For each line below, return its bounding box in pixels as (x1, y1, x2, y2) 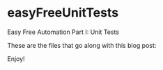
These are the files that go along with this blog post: (7, 41, 157, 49)
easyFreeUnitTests (7, 5, 119, 21)
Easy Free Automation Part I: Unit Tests (7, 28, 120, 36)
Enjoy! (7, 54, 26, 63)
